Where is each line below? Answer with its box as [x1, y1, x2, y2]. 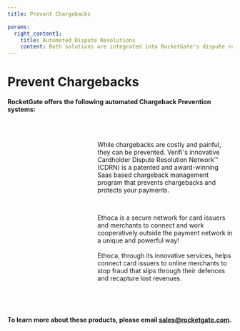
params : [7, 23, 31, 31]
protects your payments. [97, 186, 170, 195]
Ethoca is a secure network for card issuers [97, 213, 226, 222]
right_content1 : [14, 30, 62, 37]
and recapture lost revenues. [97, 274, 182, 282]
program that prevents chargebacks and [97, 178, 216, 187]
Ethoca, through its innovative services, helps [97, 251, 231, 260]
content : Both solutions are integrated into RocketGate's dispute [20, 44, 225, 51]
